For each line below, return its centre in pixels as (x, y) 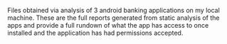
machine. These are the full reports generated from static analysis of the (114, 18)
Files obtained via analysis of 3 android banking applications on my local (114, 10)
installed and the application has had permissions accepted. (95, 33)
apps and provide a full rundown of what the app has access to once (108, 25)
